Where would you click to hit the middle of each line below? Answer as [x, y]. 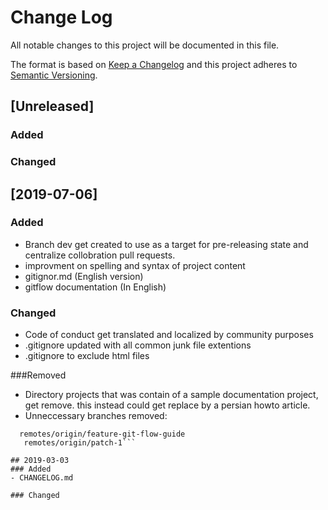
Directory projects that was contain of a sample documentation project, [171, 395]
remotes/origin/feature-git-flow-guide [102, 434]
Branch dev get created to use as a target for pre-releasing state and [166, 244]
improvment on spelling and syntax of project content [135, 265]
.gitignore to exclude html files [87, 356]
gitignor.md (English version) [84, 276]
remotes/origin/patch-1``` [80, 443]
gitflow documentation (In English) [95, 287]
